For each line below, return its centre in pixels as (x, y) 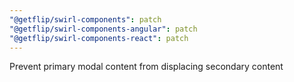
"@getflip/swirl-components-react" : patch (99, 38)
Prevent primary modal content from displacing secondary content (146, 67)
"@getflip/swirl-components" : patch (85, 19)
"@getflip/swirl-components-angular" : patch (103, 29)
